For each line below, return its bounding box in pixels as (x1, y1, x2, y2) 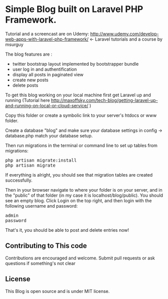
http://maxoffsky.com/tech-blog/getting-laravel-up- (51, 97, 158, 103)
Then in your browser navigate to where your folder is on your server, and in (5, 187, 162, 193)
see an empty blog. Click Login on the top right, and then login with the (5, 197, 152, 204)
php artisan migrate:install (5, 157, 77, 163)
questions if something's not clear (5, 260, 76, 266)
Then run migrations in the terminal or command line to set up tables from (5, 142, 158, 148)
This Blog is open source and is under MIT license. (5, 288, 110, 294)
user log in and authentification (12, 66, 77, 72)
